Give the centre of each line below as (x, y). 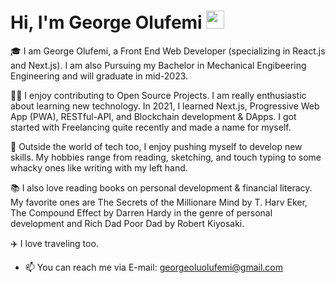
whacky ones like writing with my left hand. (99, 167)
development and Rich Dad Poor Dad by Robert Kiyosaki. (127, 223)
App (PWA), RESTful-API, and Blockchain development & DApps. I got (153, 116)
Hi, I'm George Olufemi (106, 22)
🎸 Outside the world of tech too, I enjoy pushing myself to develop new (156, 146)
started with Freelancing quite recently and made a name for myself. (151, 127)
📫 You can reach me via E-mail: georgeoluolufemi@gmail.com (153, 267)
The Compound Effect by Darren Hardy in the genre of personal (141, 212)
